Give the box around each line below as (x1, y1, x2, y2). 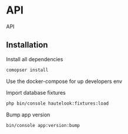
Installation (6, 40, 48, 50)
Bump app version (6, 111, 50, 118)
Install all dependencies (6, 55, 63, 62)
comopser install (6, 67, 49, 73)
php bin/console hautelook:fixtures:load (6, 101, 109, 106)
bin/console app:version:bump (6, 122, 80, 128)
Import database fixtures (6, 89, 66, 96)
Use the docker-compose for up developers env (6, 78, 123, 85)
